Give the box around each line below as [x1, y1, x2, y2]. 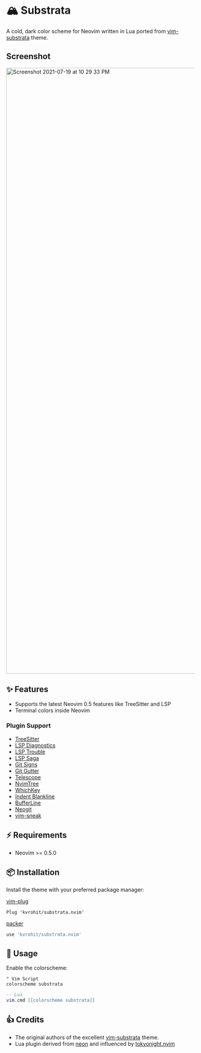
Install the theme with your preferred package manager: [6, 886, 145, 894]
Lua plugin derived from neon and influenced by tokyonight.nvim [14, 1040, 175, 1047]
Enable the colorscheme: [6, 965, 68, 972]
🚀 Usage [6, 948, 38, 959]
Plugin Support [6, 722, 51, 730]
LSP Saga [14, 754, 39, 761]
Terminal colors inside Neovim [14, 707, 90, 714]
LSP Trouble [14, 748, 46, 755]
